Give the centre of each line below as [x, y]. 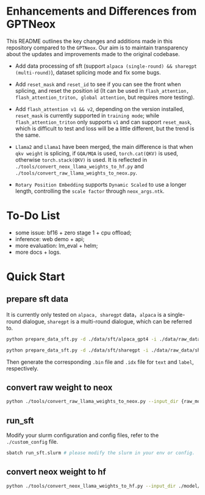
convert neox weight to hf [56, 472]
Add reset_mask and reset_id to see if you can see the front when [98, 84]
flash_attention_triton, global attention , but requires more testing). [105, 97]
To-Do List [33, 216]
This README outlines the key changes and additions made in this [89, 41]
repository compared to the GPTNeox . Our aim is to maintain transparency [97, 48]
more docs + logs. [38, 252]
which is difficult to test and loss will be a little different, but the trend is [105, 128]
